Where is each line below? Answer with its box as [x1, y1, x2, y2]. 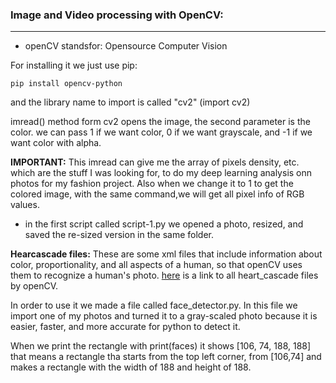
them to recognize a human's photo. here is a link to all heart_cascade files [10, 269, 319, 282]
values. [10, 199, 40, 211]
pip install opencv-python [10, 79, 123, 89]
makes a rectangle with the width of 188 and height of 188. [10, 361, 252, 373]
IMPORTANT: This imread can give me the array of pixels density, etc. [10, 156, 300, 168]
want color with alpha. [10, 137, 102, 149]
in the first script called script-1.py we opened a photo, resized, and [24, 218, 304, 230]
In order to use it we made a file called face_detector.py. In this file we [10, 299, 298, 312]
